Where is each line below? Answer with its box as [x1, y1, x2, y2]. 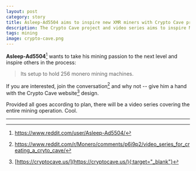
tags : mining [6, 30, 38, 36]
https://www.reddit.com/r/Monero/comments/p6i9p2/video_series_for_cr [14, 141, 190, 148]
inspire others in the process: [6, 59, 76, 66]
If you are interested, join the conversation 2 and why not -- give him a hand [6, 81, 187, 89]
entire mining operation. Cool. [6, 107, 78, 114]
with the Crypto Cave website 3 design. [6, 89, 99, 96]
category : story [6, 14, 45, 20]
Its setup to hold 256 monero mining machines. [20, 70, 134, 77]
